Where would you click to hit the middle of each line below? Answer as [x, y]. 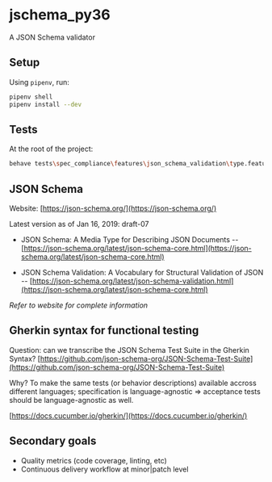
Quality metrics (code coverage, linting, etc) [94, 460]
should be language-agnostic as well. [71, 400]
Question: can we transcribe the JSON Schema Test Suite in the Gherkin [129, 350]
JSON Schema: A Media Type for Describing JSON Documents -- [130, 239]
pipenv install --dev [46, 104]
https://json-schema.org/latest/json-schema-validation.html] [133, 281]
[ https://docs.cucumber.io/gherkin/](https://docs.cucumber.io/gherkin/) [128, 415]
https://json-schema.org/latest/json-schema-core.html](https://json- [138, 248]
